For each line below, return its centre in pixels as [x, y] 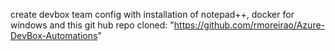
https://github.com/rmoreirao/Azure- [249, 25]
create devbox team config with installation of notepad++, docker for [152, 14]
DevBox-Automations [54, 35]
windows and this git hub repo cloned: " [92, 25]
